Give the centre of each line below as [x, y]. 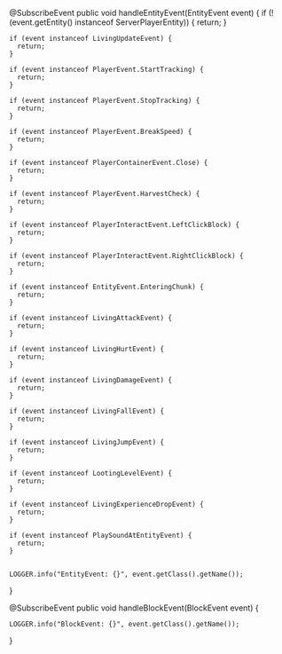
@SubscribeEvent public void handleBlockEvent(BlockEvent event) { [134, 608]
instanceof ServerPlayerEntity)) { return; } [151, 22]
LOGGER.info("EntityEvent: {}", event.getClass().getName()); [126, 574]
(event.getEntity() [41, 22]
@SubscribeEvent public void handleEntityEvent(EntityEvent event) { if [138, 13]
